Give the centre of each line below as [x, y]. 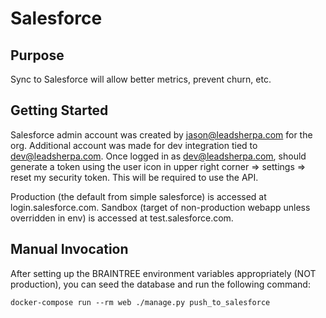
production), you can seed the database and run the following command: [160, 284]
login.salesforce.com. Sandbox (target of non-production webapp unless [160, 207]
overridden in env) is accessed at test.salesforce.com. [122, 218]
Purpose [37, 55]
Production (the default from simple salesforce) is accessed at [138, 196]
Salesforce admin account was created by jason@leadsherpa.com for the [161, 134]
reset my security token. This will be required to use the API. [134, 177]
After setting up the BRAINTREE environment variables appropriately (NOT [163, 273]
